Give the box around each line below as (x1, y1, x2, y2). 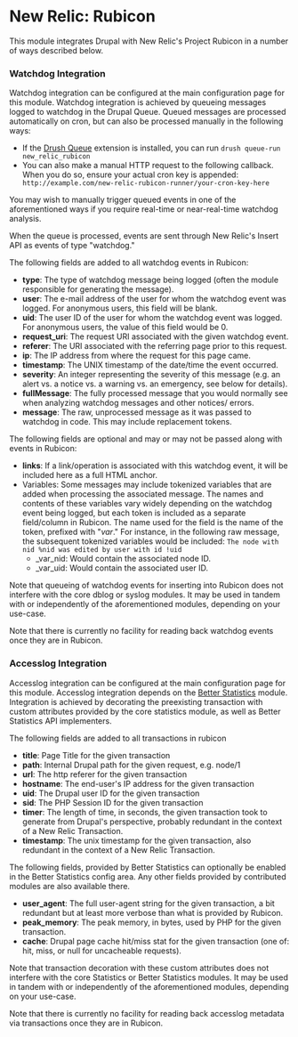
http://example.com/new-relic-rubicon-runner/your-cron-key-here (21, 179, 270, 188)
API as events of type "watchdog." (9, 240, 135, 251)
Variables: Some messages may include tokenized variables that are (21, 479, 272, 490)
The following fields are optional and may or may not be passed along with (9, 433, 283, 444)
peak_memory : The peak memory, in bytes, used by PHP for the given (21, 917, 282, 928)
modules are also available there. (9, 880, 131, 891)
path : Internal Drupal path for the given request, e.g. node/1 (21, 759, 241, 770)
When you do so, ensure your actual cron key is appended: (21, 169, 238, 180)
